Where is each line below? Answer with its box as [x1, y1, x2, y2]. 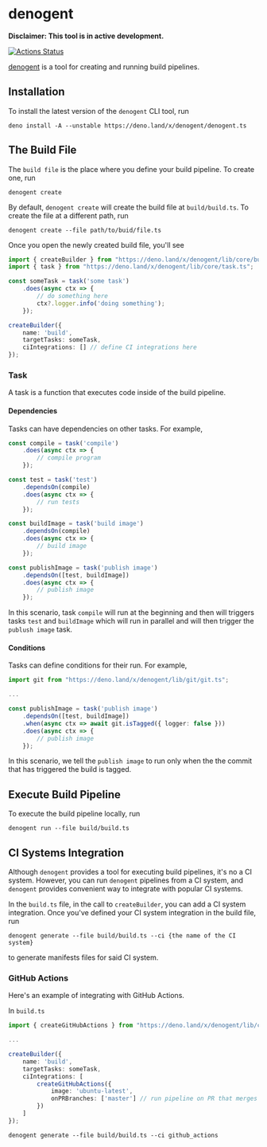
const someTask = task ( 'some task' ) [8, 277, 130, 285]
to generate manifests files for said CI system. [8, 953, 159, 962]
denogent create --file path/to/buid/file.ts [8, 226, 161, 234]
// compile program [37, 454, 102, 462]
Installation [8, 85, 65, 99]
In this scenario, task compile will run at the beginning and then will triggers [8, 608, 254, 617]
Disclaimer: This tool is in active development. [8, 31, 164, 41]
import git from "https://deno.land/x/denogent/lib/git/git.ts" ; [8, 676, 229, 684]
